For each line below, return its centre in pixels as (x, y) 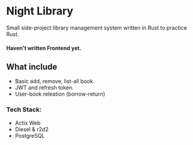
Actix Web (28, 123)
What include (32, 66)
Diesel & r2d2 (32, 129)
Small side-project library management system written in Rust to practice (97, 28)
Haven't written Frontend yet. (44, 48)
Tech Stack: (24, 110)
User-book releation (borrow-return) (60, 94)
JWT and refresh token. (44, 88)
